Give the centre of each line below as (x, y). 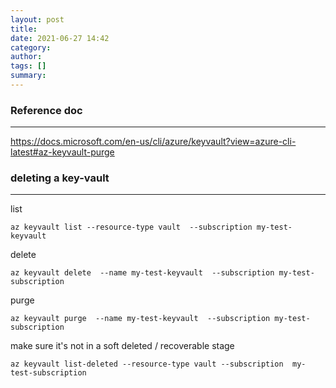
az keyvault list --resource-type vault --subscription (131, 227)
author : (26, 57)
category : (31, 47)
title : (24, 29)
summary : (28, 76)
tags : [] (28, 66)
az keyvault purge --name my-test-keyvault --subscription (140, 319)
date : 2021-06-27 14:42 (60, 38)
